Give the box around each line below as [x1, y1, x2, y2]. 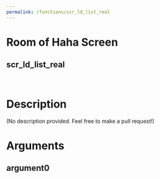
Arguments [6, 139, 65, 153]
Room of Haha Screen [6, 35, 119, 49]
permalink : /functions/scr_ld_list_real [6, 9, 111, 15]
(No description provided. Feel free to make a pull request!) [6, 117, 155, 125]
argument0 [6, 163, 50, 174]
